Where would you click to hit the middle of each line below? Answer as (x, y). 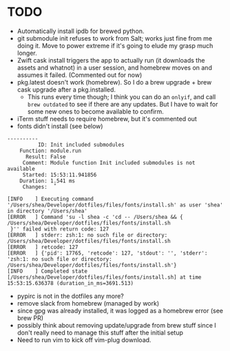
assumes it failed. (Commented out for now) (80, 75)
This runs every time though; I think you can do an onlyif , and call (122, 96)
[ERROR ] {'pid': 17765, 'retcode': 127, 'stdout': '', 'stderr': (107, 253)
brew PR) (30, 318)
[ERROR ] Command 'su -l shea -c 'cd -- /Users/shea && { (95, 217)
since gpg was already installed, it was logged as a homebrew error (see (120, 310)
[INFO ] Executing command (51, 199)
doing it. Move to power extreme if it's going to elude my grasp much (115, 45)
